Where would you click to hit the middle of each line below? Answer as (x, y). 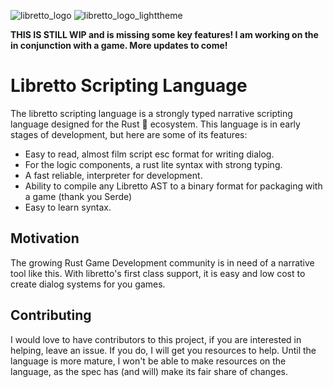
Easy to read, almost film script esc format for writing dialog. (149, 154)
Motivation (45, 238)
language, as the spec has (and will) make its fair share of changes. (149, 371)
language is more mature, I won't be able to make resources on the (148, 361)
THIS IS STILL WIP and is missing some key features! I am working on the (164, 34)
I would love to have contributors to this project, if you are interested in (156, 339)
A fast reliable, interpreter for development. (113, 175)
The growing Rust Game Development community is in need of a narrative (162, 262)
